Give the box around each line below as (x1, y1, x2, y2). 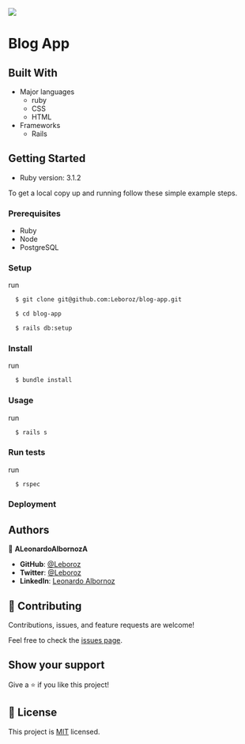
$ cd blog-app (15, 310, 62, 318)
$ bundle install (15, 376, 73, 384)
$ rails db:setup (15, 324, 73, 332)
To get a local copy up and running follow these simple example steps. (8, 188, 238, 198)
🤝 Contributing (8, 599, 82, 613)
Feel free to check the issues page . (8, 636, 122, 645)
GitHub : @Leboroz (19, 560, 81, 569)
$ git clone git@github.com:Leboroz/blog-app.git (15, 296, 182, 304)
